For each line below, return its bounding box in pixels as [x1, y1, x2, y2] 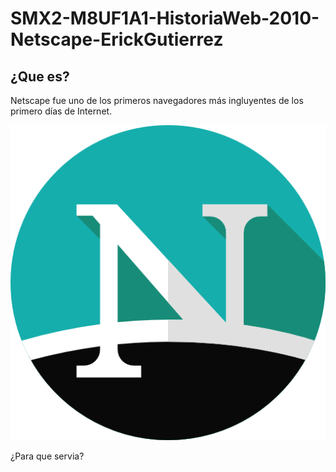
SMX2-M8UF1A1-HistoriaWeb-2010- [10, 7, 320, 30]
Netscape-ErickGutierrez [10, 28, 224, 51]
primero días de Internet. [10, 105, 113, 117]
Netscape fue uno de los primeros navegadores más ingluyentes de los [10, 95, 304, 106]
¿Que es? [10, 68, 70, 85]
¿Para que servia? [10, 450, 85, 462]
